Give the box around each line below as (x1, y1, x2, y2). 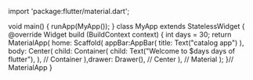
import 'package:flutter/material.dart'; (8, 7, 130, 16)
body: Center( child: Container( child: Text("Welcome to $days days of (8, 47, 236, 55)
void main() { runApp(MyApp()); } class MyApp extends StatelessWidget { (8, 22, 245, 30)
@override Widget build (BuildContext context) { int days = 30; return (8, 30, 232, 39)
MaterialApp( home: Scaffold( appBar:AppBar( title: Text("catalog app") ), (8, 38, 244, 47)
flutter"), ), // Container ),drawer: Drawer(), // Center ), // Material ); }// (8, 54, 233, 64)
